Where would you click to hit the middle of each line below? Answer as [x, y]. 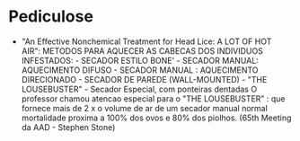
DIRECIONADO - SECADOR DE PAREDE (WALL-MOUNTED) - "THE [144, 79]
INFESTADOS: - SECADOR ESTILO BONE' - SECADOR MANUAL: [140, 60]
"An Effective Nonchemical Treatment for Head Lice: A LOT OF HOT [146, 41]
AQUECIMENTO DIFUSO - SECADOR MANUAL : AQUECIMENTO [140, 70]
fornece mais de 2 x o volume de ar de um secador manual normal [145, 108]
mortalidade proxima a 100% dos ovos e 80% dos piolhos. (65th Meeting [156, 118]
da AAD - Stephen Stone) [68, 127]
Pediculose [51, 17]
